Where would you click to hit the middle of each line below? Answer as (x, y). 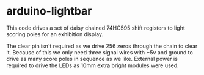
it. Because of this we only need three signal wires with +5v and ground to (100, 52)
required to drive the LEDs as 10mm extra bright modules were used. (93, 65)
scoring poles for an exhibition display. (55, 34)
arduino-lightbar (49, 11)
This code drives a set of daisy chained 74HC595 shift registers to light (96, 28)
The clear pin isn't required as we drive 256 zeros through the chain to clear (102, 46)
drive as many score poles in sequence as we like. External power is (92, 59)
